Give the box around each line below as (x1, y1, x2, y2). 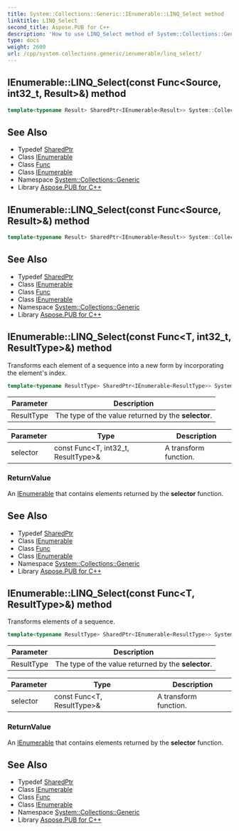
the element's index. (7, 368, 68, 377)
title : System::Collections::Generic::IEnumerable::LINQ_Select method (7, 10, 224, 18)
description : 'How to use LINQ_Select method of (7, 30, 154, 38)
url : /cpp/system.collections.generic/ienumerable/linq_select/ (7, 51, 202, 58)
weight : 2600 (7, 43, 46, 51)
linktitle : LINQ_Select (7, 17, 78, 24)
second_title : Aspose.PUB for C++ (7, 24, 110, 31)
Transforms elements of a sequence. (7, 617, 115, 626)
